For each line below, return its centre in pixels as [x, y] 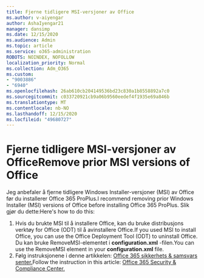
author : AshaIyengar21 [35, 23]
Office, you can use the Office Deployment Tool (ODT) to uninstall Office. [106, 236]
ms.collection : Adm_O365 [38, 68]
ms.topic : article [29, 46]
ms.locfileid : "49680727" [39, 119]
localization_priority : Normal [46, 63]
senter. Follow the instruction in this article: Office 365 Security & [96, 262]
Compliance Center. [40, 269]
